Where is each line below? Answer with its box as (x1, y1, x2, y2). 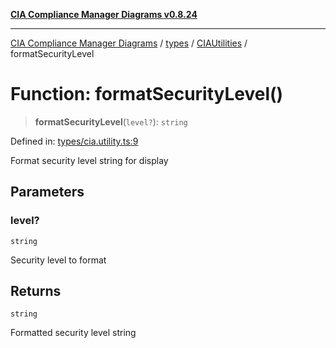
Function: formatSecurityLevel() (10, 83, 284, 106)
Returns (10, 283, 62, 300)
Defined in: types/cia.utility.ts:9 (10, 135, 139, 147)
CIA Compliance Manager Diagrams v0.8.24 (10, 9, 198, 20)
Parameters (10, 184, 85, 201)
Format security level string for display (10, 154, 169, 166)
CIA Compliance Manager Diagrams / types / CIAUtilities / (10, 37, 248, 49)
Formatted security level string (10, 327, 137, 339)
